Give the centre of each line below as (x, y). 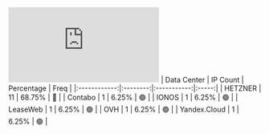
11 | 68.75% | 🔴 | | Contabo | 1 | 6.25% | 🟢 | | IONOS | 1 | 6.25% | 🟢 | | (123, 97)
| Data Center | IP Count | (202, 80)
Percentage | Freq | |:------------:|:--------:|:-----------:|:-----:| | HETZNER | (135, 88)
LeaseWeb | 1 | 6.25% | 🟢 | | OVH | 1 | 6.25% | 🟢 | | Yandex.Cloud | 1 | (124, 109)
